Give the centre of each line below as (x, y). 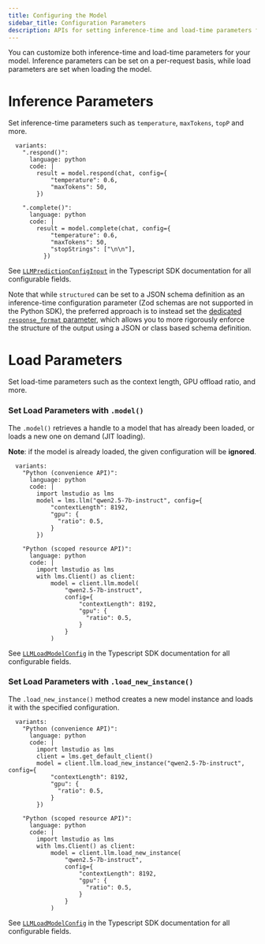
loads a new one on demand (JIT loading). (77, 436)
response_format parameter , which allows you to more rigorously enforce (127, 319)
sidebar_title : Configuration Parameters (77, 23)
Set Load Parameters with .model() (76, 411)
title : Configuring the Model (58, 15)
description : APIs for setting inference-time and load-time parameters (130, 30)
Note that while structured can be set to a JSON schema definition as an (127, 295)
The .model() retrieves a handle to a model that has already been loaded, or (131, 427)
